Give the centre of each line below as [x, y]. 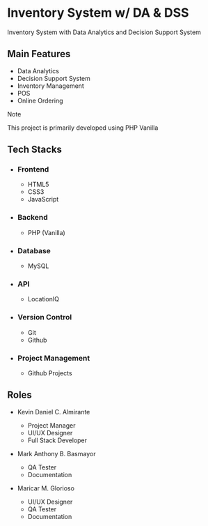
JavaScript [43, 200]
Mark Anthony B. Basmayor [56, 453]
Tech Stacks [35, 150]
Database [34, 250]
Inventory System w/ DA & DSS [98, 13]
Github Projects [50, 373]
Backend [33, 218]
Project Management [54, 358]
